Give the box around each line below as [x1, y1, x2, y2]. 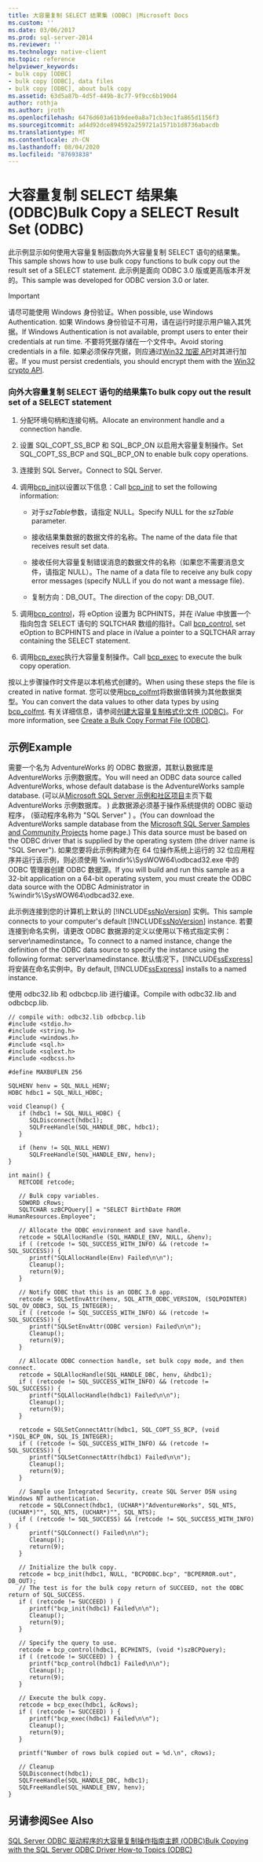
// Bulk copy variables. [18, 1192, 100, 1200]
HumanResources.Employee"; [8, 1213, 97, 1221]
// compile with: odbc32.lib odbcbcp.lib [8, 1013, 146, 1022]
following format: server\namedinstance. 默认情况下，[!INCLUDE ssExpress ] [8, 954, 254, 964]
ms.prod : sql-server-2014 [8, 33, 93, 42]
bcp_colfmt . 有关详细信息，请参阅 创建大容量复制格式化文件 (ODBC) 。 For [8, 707, 244, 716]
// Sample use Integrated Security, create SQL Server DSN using [18, 1488, 237, 1496]
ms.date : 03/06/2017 [8, 26, 76, 34]
